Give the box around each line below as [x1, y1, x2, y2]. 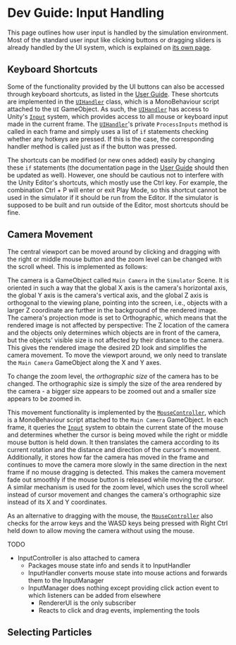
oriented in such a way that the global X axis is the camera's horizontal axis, [7, 283, 228, 292]
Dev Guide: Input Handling [7, 5, 164, 21]
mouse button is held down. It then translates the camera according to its [7, 438, 220, 446]
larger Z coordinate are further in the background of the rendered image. [7, 306, 218, 314]
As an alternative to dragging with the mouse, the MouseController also [7, 511, 213, 520]
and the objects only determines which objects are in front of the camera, [7, 328, 221, 337]
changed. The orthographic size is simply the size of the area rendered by [7, 379, 223, 388]
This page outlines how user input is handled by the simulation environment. [7, 28, 229, 37]
